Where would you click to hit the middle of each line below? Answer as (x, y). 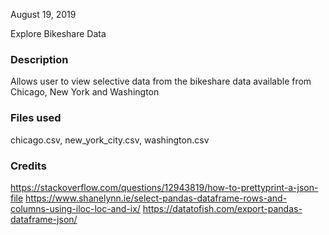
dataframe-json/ (44, 219)
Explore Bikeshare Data (58, 33)
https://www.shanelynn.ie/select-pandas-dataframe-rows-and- (156, 198)
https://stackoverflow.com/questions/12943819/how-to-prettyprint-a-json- (164, 187)
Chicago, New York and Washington (85, 92)
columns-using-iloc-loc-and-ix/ (75, 208)
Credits (28, 166)
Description (39, 59)
